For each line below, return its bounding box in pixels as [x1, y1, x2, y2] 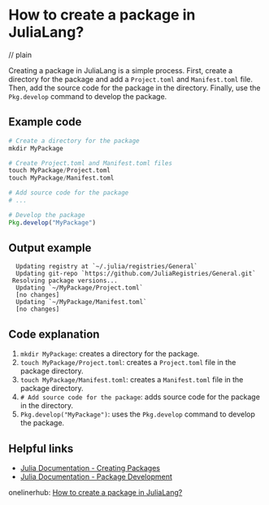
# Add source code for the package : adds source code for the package [20, 392, 260, 402]
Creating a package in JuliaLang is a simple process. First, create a [8, 65, 233, 75]
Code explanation [8, 327, 100, 341]
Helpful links [8, 442, 74, 455]
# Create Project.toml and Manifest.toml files [8, 159, 173, 168]
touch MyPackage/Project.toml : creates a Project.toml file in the [20, 358, 236, 368]
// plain [8, 50, 33, 59]
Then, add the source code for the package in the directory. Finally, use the [8, 83, 261, 93]
